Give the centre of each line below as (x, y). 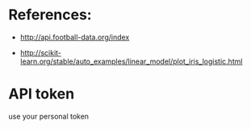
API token (42, 94)
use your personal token (49, 116)
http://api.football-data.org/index (75, 37)
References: (50, 15)
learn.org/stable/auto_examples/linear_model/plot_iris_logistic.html (131, 61)
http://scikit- (41, 52)
